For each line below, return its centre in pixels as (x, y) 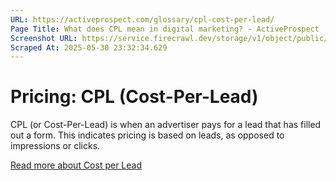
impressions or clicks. (55, 146)
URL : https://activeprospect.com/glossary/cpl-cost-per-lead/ (142, 19)
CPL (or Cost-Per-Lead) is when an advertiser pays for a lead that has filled (166, 125)
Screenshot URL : (44, 38)
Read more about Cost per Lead (76, 165)
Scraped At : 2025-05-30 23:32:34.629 (89, 47)
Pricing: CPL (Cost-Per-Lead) (134, 97)
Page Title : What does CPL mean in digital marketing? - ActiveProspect (165, 29)
